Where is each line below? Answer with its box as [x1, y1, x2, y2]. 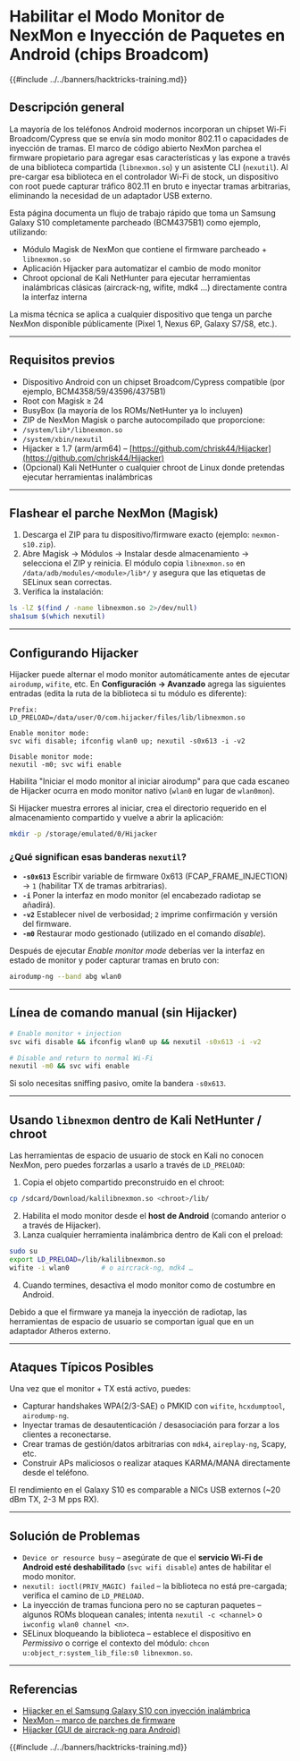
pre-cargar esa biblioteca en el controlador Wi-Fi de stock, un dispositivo [9, 171, 279, 182]
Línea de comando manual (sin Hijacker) [9, 1005, 238, 1021]
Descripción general [9, 100, 125, 115]
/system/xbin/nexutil [21, 435, 103, 444]
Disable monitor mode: [9, 752, 94, 761]
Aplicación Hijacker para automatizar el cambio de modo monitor [21, 262, 262, 274]
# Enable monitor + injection [9, 1029, 122, 1038]
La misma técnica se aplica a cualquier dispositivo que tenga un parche [9, 309, 272, 319]
